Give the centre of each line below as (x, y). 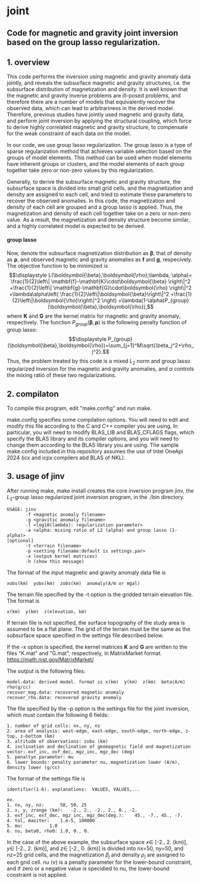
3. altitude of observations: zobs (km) (58, 741)
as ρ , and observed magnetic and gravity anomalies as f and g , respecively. (100, 259)
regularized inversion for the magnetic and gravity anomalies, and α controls (100, 369)
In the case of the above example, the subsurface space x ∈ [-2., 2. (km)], (97, 842)
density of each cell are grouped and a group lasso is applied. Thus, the (95, 207)
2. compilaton (33, 394)
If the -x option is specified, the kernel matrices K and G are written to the (97, 647)
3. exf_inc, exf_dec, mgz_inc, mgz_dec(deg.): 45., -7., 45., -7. (95, 815)
